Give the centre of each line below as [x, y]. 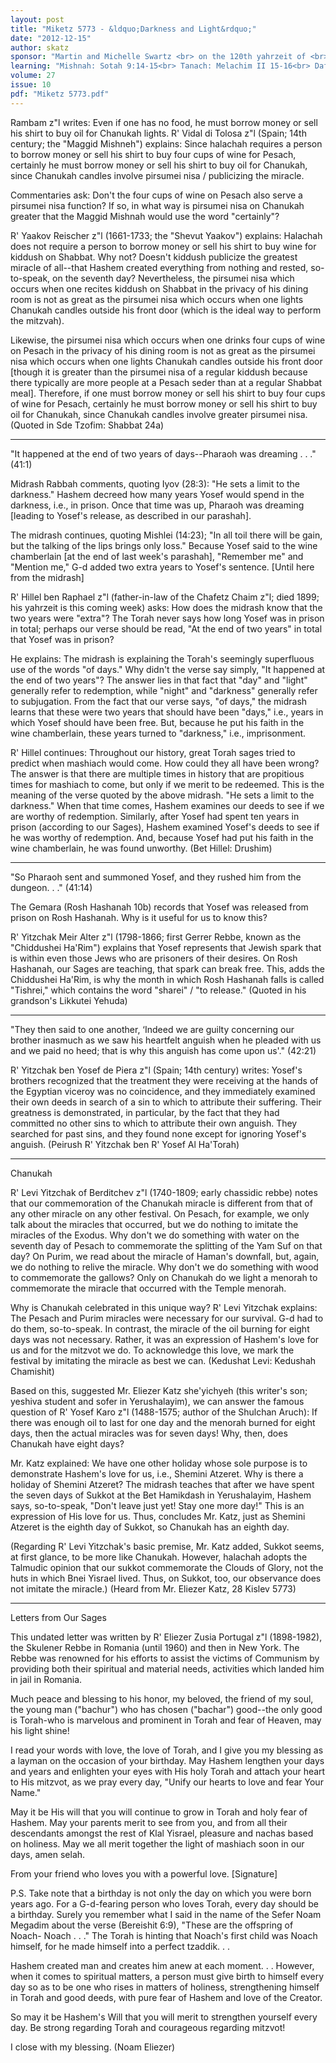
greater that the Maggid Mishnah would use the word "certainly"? [145, 216]
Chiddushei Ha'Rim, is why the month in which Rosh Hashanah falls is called [167, 979]
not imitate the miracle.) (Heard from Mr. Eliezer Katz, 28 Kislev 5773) [153, 1588]
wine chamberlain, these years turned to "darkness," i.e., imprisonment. [158, 733]
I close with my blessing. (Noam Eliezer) [93, 2047]
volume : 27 [33, 76]
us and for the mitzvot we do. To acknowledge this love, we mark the [152, 1350]
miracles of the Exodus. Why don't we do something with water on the [155, 1235]
